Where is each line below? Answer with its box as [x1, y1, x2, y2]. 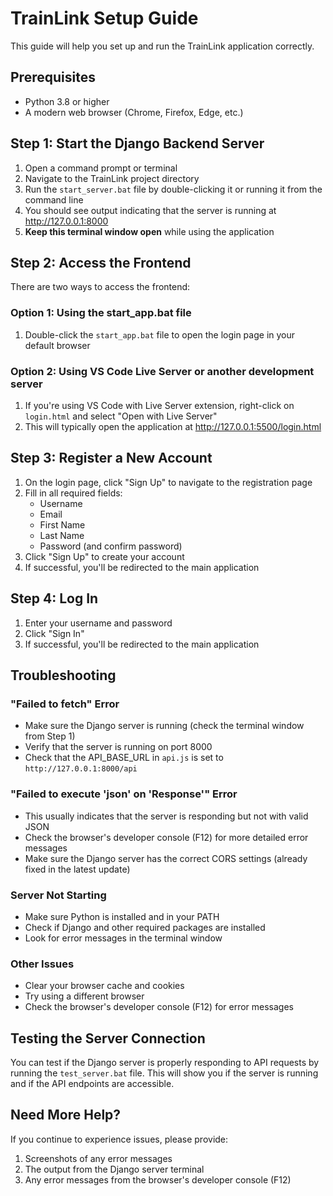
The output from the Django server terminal [24, 1163, 205, 1175]
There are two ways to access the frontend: [10, 281, 191, 293]
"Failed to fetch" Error [10, 697, 120, 711]
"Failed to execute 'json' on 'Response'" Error [10, 787, 238, 801]
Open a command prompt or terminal [24, 162, 178, 174]
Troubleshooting [10, 667, 117, 684]
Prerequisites [10, 69, 96, 86]
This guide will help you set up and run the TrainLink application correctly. [10, 40, 315, 52]
